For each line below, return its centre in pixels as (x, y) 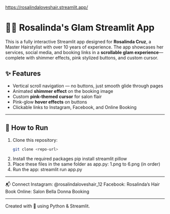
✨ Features (23, 73)
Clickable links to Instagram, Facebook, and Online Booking (74, 107)
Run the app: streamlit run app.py (47, 170)
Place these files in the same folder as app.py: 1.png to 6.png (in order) (86, 164)
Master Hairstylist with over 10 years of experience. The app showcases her (84, 47)
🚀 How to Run (27, 128)
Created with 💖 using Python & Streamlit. (48, 206)
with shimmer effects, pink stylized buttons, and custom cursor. (92, 58)
